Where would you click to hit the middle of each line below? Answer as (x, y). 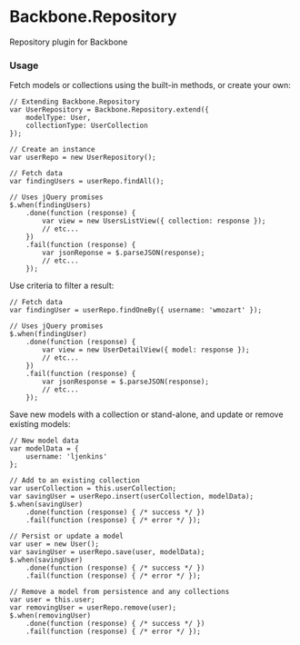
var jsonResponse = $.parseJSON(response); (125, 382)
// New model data (44, 441)
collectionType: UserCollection (87, 126)
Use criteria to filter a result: (62, 286)
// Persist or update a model (67, 536)
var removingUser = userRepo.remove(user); (93, 608)
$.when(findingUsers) (50, 205)
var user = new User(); (55, 544)
